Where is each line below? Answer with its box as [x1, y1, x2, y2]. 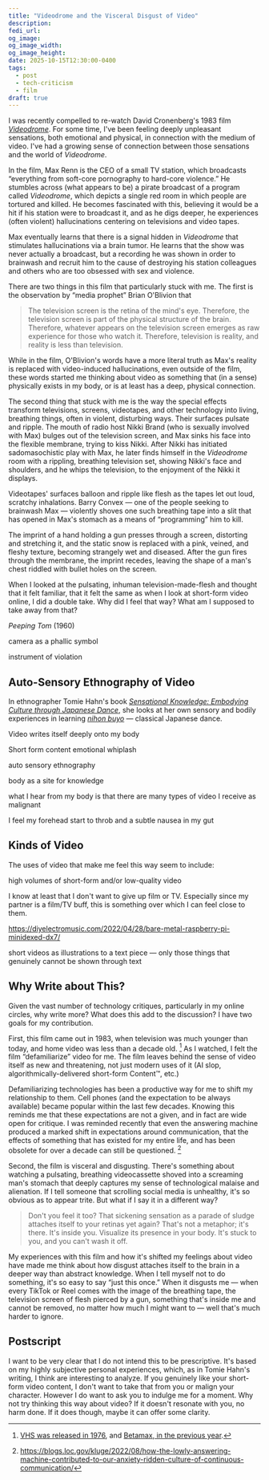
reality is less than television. [27, 340, 123, 350]
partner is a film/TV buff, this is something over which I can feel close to [8, 900, 246, 909]
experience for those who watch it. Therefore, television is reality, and [27, 331, 259, 341]
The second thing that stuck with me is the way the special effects [8, 396, 227, 406]
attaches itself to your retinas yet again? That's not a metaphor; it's [27, 1219, 250, 1229]
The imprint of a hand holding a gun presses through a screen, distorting [8, 531, 248, 540]
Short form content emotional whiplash [8, 745, 137, 754]
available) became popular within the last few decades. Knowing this [8, 1101, 235, 1112]
